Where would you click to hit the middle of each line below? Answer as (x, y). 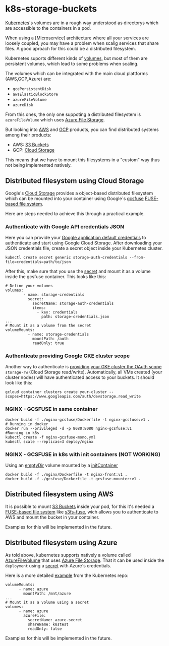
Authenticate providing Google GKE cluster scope (68, 356)
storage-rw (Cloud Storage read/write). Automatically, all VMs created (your (84, 372)
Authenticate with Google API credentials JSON (65, 226)
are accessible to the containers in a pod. (48, 28)
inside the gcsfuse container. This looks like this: (56, 277)
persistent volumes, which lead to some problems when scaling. (72, 63)
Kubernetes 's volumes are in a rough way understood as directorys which (82, 23)
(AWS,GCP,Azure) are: (29, 79)
